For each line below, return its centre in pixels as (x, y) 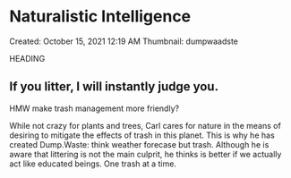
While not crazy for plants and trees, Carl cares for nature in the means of (145, 125)
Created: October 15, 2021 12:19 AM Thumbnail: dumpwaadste (124, 41)
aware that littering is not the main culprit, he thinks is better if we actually (145, 154)
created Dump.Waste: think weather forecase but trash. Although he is (139, 144)
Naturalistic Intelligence (100, 17)
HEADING (27, 58)
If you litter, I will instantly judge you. (114, 87)
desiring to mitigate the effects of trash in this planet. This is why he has (142, 135)
